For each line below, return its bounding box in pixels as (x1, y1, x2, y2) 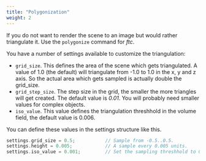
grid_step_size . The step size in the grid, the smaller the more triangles (15, 88, 197, 95)
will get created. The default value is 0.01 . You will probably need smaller (15, 94, 199, 102)
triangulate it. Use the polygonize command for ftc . (6, 38, 135, 45)
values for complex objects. (15, 100, 86, 108)
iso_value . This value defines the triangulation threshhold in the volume (15, 107, 196, 114)
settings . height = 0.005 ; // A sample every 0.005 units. (6, 143, 188, 149)
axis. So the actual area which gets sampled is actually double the (15, 75, 182, 82)
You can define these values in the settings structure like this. (6, 125, 162, 133)
